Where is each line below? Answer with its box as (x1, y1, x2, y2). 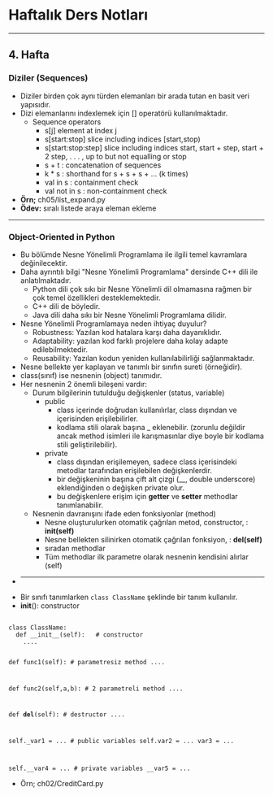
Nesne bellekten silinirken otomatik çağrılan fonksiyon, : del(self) (44, 534, 262, 544)
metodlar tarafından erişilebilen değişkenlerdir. (56, 465, 213, 475)
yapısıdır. (19, 99, 51, 109)
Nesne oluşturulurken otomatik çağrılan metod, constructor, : (44, 517, 249, 527)
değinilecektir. (19, 258, 67, 268)
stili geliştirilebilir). (56, 439, 118, 449)
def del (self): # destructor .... (8, 711, 126, 719)
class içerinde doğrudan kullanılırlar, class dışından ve (56, 405, 237, 415)
